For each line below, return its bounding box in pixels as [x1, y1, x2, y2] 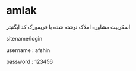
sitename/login [6, 35, 43, 42]
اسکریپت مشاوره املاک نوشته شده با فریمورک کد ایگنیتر [6, 23, 131, 30]
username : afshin [6, 46, 50, 54]
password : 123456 [6, 58, 53, 65]
